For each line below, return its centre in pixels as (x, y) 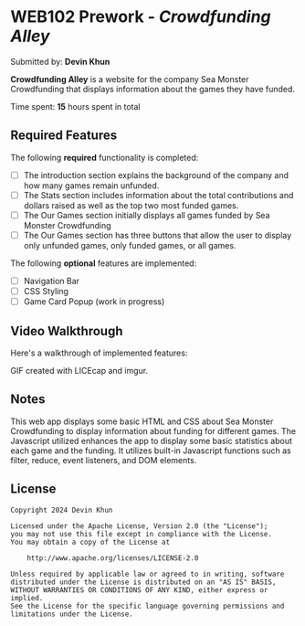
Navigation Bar (52, 281)
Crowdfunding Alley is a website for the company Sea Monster (130, 79)
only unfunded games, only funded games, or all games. (130, 245)
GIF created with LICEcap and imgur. (79, 371)
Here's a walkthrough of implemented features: (99, 353)
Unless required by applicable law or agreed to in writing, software (147, 574)
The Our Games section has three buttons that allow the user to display (158, 235)
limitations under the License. (72, 614)
